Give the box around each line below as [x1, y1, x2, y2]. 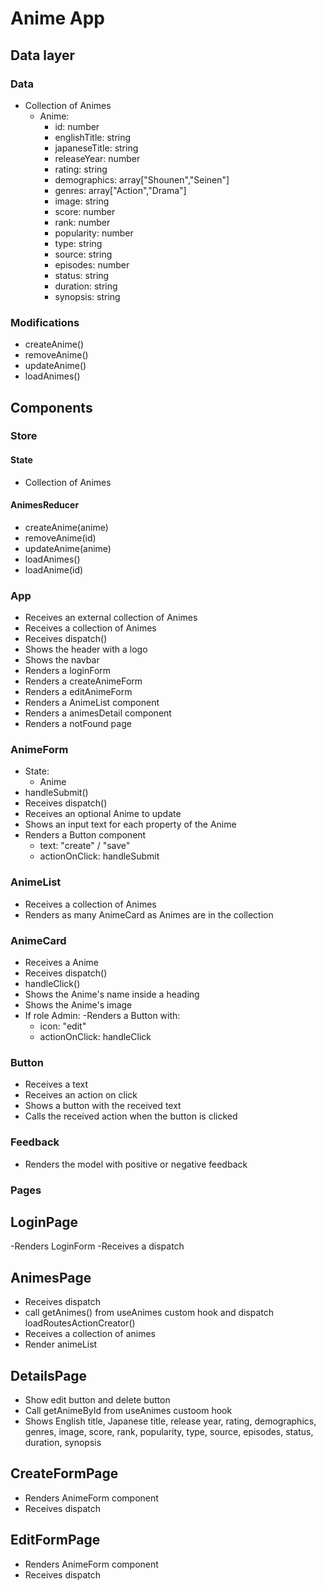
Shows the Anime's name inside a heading [24, 988, 200, 1001]
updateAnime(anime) [24, 542, 112, 554]
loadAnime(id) [24, 563, 84, 576]
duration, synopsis [24, 1437, 102, 1449]
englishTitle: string [54, 131, 132, 143]
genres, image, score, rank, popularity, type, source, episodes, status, [24, 1426, 314, 1438]
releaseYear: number [54, 152, 141, 164]
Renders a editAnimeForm [24, 686, 133, 698]
